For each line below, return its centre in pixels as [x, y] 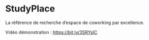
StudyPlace [30, 9]
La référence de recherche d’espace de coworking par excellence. [75, 22]
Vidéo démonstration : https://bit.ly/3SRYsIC [51, 32]
